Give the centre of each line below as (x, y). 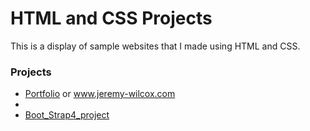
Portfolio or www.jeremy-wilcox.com (100, 94)
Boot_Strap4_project (67, 115)
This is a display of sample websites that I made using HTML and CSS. (155, 46)
